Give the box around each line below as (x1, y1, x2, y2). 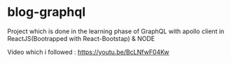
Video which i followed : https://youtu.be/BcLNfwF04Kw (7, 48, 169, 56)
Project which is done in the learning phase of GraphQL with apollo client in (7, 27, 225, 35)
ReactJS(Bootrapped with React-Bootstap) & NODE (7, 34, 155, 42)
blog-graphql (7, 4, 86, 20)
